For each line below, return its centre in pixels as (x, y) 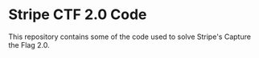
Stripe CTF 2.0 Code (78, 15)
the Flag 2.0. (29, 44)
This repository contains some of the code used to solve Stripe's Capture (130, 37)
